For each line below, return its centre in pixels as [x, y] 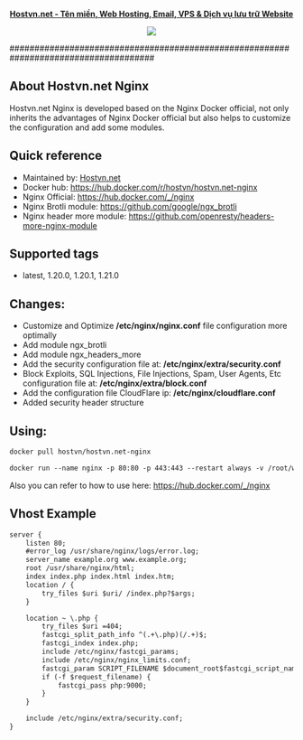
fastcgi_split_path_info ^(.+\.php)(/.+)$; [124, 635]
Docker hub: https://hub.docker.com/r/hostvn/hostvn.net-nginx [140, 187]
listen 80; [46, 543]
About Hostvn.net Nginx [79, 86]
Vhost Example [53, 514]
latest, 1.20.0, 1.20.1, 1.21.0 [71, 276]
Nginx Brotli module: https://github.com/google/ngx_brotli [129, 206]
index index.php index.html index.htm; [101, 576]
